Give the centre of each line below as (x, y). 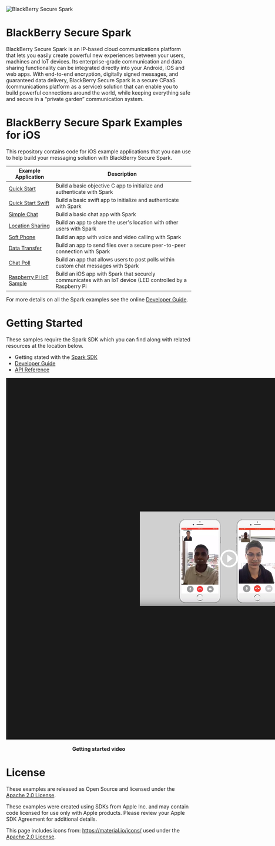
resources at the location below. (45, 345)
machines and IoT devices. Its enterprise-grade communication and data (94, 61)
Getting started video (99, 749)
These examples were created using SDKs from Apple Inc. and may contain (98, 807)
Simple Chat (23, 214)
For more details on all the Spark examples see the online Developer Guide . (97, 299)
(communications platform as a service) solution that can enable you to (92, 86)
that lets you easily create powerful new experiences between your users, (95, 55)
